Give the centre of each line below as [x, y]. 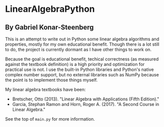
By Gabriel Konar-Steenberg [49, 27]
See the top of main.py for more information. [50, 119]
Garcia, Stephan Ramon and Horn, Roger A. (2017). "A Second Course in [86, 104]
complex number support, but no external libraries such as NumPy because [82, 75]
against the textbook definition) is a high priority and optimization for [75, 64]
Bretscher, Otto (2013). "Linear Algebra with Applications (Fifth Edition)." [86, 99]
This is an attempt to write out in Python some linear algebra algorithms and [82, 39]
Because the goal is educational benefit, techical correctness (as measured [82, 59]
